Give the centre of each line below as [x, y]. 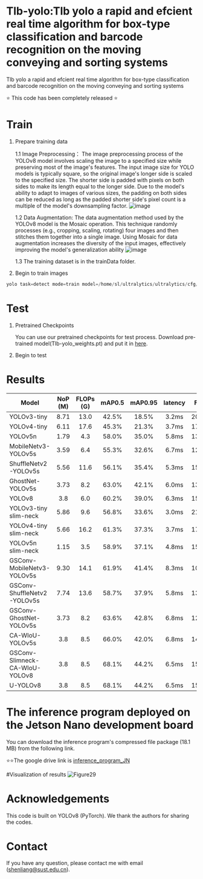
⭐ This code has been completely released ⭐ [62, 97]
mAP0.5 [112, 403]
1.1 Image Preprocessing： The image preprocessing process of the [99, 154]
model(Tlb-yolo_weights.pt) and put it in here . [91, 343]
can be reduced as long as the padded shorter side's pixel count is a [100, 199]
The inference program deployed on [98, 712]
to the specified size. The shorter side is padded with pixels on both [99, 180]
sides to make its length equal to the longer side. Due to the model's [100, 186]
